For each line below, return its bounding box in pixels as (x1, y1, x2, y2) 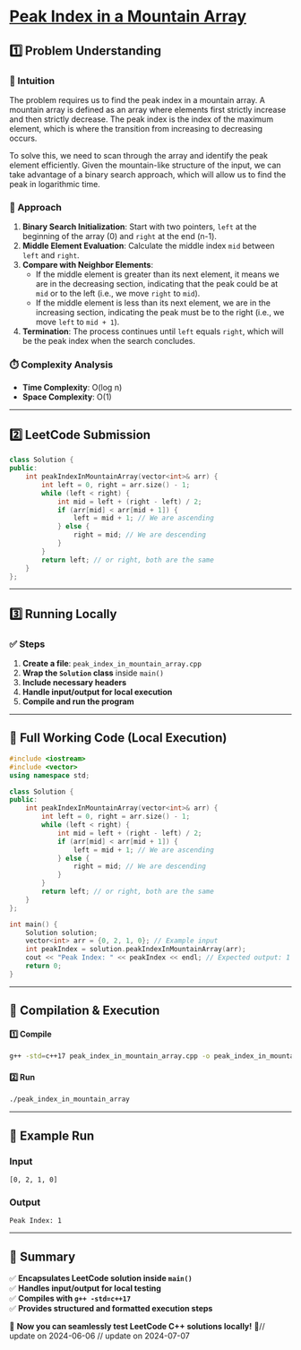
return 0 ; (25, 961, 63, 971)
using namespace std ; (9, 770, 90, 780)
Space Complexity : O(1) (21, 391, 112, 402)
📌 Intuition (9, 74, 56, 87)
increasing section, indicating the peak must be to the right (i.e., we (35, 307, 285, 318)
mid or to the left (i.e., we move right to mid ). (35, 288, 201, 299)
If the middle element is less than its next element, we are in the (35, 297, 271, 308)
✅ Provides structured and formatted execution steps (9, 1303, 213, 1314)
